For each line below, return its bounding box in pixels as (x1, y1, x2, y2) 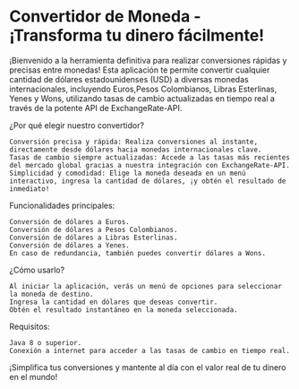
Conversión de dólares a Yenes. (9, 240, 130, 250)
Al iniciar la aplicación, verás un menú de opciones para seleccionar (9, 281, 282, 290)
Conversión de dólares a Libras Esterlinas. (9, 233, 178, 242)
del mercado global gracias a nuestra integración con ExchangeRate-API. (9, 160, 291, 169)
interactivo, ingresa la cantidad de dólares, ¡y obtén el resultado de (9, 177, 286, 186)
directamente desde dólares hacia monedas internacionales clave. (9, 145, 262, 154)
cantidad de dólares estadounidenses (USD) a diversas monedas (9, 73, 249, 84)
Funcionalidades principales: (9, 200, 115, 211)
